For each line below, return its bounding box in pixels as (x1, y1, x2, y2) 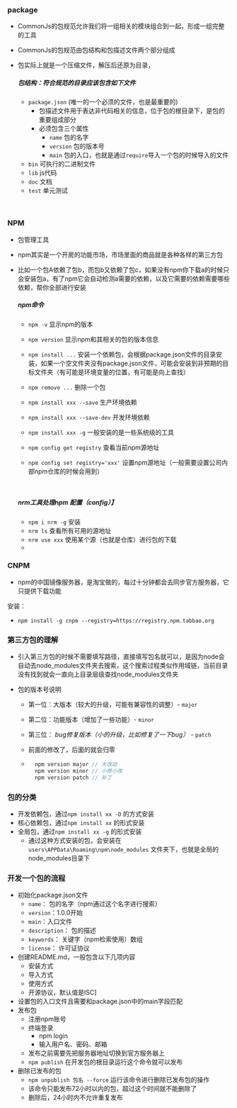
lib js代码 (28, 169, 57, 177)
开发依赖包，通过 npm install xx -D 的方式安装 (17, 810, 154, 818)
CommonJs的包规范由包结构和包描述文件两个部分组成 (17, 46, 175, 55)
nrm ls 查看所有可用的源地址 (28, 526, 112, 535)
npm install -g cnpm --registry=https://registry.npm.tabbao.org (17, 617, 214, 625)
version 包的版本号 (49, 142, 105, 150)
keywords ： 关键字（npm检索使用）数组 (28, 935, 143, 944)
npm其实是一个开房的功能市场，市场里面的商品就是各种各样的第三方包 (17, 250, 223, 259)
